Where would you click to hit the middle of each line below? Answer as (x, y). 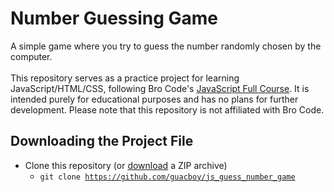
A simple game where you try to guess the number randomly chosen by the (166, 46)
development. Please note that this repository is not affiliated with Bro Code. (167, 109)
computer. (31, 56)
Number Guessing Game (114, 18)
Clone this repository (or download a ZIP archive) (126, 165)
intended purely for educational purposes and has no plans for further (154, 99)
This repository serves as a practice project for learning (125, 78)
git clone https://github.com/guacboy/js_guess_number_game (167, 177)
